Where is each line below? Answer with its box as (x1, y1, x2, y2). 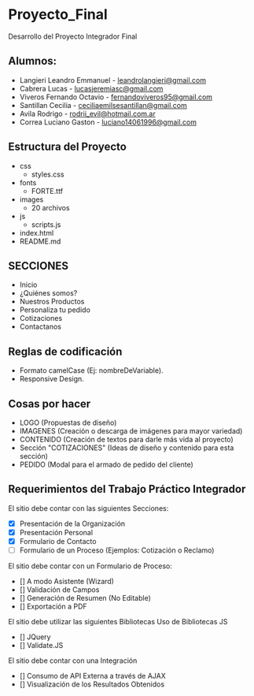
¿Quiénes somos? (19, 288, 78, 298)
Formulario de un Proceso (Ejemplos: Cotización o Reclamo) (19, 545, 215, 555)
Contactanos (19, 322, 61, 332)
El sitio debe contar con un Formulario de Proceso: (8, 561, 173, 571)
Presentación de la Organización (19, 519, 126, 528)
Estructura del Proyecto (8, 140, 127, 154)
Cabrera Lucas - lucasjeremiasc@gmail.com (19, 84, 164, 93)
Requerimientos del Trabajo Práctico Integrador (8, 482, 246, 496)
